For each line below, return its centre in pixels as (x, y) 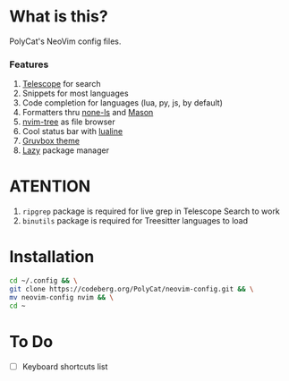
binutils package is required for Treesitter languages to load (135, 221)
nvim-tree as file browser (69, 122)
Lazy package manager (66, 150)
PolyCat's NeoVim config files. (65, 41)
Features (29, 64)
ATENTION (50, 186)
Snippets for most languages (75, 93)
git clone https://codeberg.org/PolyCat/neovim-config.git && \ (132, 289)
